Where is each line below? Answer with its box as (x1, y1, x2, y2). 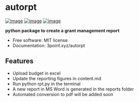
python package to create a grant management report (5, 27, 120, 33)
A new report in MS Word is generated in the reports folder (12, 86, 134, 92)
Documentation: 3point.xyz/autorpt (12, 42, 85, 48)
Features (5, 57, 34, 66)
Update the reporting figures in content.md (12, 75, 101, 81)
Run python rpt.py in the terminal (12, 81, 81, 87)
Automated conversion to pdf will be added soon (12, 91, 114, 97)
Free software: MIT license (12, 37, 68, 43)
